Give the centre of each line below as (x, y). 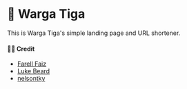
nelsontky (31, 79)
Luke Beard (33, 71)
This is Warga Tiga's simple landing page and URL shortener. (94, 33)
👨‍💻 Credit (21, 49)
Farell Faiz (32, 64)
